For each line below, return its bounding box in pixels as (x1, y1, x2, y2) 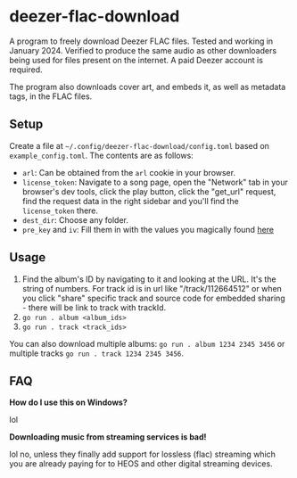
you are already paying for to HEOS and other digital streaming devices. (9, 458, 274, 469)
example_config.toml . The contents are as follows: (9, 150, 194, 161)
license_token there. (21, 205, 99, 216)
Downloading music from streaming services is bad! (9, 432, 207, 442)
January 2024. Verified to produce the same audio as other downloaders (9, 45, 277, 55)
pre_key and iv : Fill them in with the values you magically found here (21, 224, 275, 235)
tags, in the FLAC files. (9, 91, 93, 102)
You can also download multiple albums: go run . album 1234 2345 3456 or (9, 338, 285, 349)
